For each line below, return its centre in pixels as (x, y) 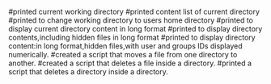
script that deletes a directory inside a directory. (88, 71)
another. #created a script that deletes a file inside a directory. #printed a (130, 63)
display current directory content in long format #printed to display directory (135, 29)
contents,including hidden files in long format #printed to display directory (132, 37)
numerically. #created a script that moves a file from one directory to (123, 55)
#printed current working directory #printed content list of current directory (134, 12)
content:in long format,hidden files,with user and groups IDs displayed (125, 46)
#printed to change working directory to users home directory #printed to (131, 20)
